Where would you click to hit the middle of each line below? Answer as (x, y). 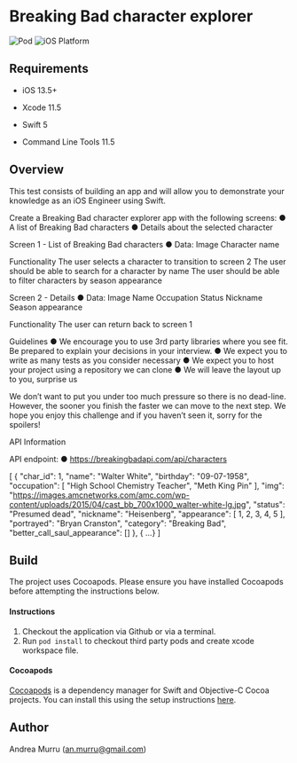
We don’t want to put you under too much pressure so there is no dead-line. (148, 396)
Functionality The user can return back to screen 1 (101, 324)
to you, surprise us (43, 379)
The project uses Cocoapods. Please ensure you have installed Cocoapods (146, 582)
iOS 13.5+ (39, 90)
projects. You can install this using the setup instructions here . (123, 699)
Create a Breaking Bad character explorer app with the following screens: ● (148, 217)
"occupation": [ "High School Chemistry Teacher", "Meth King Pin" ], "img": (147, 485)
